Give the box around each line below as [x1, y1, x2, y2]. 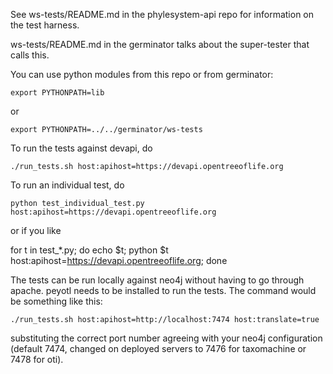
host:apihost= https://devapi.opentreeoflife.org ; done [10, 255, 228, 266]
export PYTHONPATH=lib [10, 88, 105, 98]
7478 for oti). [10, 354, 64, 365]
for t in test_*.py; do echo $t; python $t [10, 244, 169, 256]
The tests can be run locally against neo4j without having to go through [10, 274, 305, 286]
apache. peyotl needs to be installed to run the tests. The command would [10, 285, 317, 296]
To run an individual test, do [10, 179, 125, 191]
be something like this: [10, 295, 103, 307]
